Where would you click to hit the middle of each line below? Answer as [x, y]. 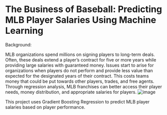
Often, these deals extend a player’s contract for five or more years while [81, 60]
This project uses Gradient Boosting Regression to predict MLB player [77, 101]
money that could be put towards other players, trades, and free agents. [80, 81]
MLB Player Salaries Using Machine [81, 20]
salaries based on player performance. [45, 107]
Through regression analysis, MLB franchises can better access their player [84, 86]
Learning [24, 31]
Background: [18, 44]
